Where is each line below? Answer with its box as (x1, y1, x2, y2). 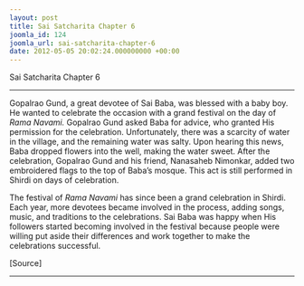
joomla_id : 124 (9, 30, 67, 39)
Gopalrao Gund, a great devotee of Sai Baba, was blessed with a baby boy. (9, 98, 289, 109)
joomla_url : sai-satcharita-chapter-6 (9, 38, 156, 48)
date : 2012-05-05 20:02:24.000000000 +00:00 (9, 47, 180, 56)
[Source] (9, 258, 43, 269)
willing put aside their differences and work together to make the (9, 231, 251, 242)
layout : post (9, 13, 59, 23)
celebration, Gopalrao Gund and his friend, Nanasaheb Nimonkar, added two (9, 156, 295, 167)
